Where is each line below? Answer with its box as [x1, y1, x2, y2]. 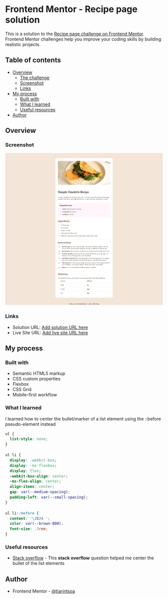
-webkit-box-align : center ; [9, 474, 68, 479]
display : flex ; [9, 468, 41, 473]
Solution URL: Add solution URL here [12, 324, 88, 330]
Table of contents [5, 56, 61, 65]
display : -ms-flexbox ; [9, 463, 57, 468]
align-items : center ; [9, 484, 55, 489]
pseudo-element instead [5, 421, 56, 427]
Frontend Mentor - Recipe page [5, 4, 137, 15]
